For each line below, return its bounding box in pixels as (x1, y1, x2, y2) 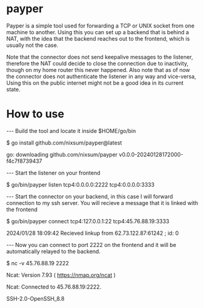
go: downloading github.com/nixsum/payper (6, 151, 118, 158)
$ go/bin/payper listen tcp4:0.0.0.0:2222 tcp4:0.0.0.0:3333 (6, 181, 155, 188)
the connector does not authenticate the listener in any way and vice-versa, (6, 73, 197, 80)
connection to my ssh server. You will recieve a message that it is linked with (6, 199, 199, 206)
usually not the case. (6, 41, 59, 49)
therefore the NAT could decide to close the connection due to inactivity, (6, 60, 189, 67)
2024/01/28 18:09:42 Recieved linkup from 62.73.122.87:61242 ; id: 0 (6, 229, 179, 237)
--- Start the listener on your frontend (6, 169, 100, 176)
